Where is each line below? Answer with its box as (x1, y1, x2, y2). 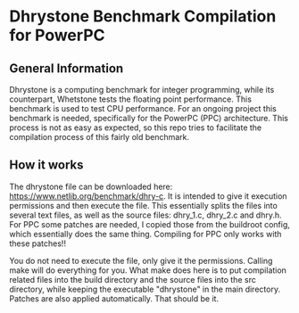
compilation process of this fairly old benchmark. (9, 132, 190, 142)
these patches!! (9, 238, 67, 249)
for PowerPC (9, 25, 105, 45)
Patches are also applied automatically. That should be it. (9, 292, 220, 304)
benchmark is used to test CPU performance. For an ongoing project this (9, 103, 277, 113)
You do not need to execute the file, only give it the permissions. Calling (9, 255, 273, 266)
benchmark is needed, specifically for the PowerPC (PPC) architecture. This (9, 113, 288, 123)
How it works (9, 158, 84, 173)
